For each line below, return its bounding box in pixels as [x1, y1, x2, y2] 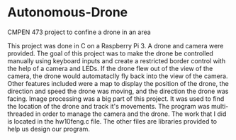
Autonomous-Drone [7, 4, 128, 21]
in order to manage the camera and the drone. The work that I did [35, 109, 227, 118]
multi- [211, 102, 229, 110]
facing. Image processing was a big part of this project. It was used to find [7, 94, 225, 103]
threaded [7, 109, 34, 118]
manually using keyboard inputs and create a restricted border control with [7, 56, 225, 65]
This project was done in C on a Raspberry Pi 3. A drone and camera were [7, 41, 224, 50]
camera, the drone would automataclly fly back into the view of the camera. [7, 72, 228, 80]
